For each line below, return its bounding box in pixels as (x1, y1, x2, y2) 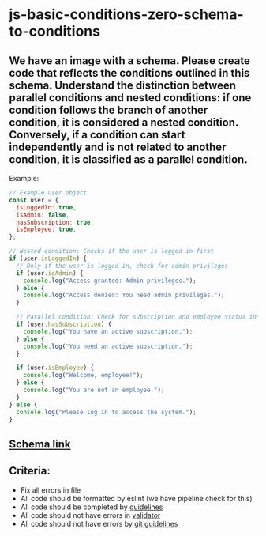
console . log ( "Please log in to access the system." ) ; (16, 408, 197, 416)
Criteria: (9, 464, 51, 477)
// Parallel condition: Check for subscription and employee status (16, 313, 246, 321)
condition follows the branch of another (9, 103, 208, 116)
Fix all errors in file (20, 485, 81, 495)
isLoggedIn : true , (16, 203, 77, 211)
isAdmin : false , (16, 211, 69, 219)
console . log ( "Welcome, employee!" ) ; (23, 372, 144, 379)
